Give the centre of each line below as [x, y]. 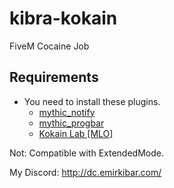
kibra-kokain [63, 18]
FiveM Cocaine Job [49, 46]
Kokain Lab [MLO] [76, 133]
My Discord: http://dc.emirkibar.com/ [85, 172]
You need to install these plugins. [92, 101]
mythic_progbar [71, 123]
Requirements [54, 77]
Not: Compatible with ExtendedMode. [86, 153]
